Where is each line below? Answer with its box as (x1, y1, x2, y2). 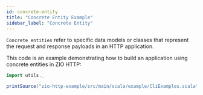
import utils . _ (6, 73, 45, 79)
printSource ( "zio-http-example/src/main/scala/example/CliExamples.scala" (6, 84, 199, 90)
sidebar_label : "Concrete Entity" (6, 20, 94, 26)
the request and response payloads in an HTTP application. (6, 43, 154, 50)
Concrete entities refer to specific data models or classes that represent (6, 37, 189, 44)
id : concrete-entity (6, 8, 59, 15)
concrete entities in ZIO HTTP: (6, 61, 82, 68)
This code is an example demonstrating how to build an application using (6, 55, 188, 62)
